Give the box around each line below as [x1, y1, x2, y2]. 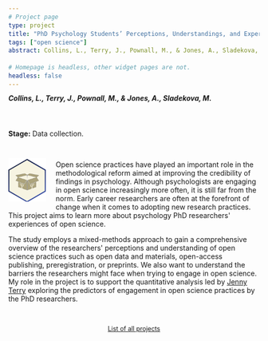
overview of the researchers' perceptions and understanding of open [8, 244, 235, 253]
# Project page [8, 13, 59, 21]
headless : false [8, 72, 62, 80]
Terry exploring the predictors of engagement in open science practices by [8, 286, 255, 295]
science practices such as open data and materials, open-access [8, 252, 223, 261]
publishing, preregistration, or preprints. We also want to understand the [8, 260, 246, 270]
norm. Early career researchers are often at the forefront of [55, 194, 250, 204]
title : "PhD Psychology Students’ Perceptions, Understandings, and [8, 30, 241, 38]
